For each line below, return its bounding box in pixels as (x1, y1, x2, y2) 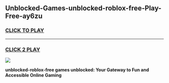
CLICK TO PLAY (5, 27, 44, 34)
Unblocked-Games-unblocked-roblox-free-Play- (5, 4, 162, 13)
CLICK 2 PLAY (5, 46, 40, 53)
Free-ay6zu (5, 12, 43, 21)
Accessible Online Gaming (5, 72, 62, 78)
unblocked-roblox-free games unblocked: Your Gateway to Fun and (5, 66, 149, 72)
